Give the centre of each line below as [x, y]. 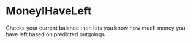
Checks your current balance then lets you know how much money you [95, 28]
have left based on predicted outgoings [55, 34]
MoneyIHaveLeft [49, 11]
